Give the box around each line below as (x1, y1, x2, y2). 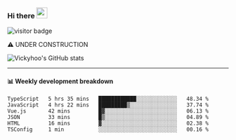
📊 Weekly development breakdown (7, 77, 114, 85)
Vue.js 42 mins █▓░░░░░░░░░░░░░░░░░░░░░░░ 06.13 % (7, 107, 209, 115)
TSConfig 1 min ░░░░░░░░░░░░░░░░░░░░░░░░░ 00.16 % (7, 126, 209, 133)
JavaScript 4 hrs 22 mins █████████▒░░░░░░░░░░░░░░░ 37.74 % (7, 101, 209, 108)
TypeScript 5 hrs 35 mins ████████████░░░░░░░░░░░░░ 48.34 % (7, 95, 209, 102)
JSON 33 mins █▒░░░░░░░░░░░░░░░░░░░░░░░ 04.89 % (7, 113, 209, 120)
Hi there (7, 10, 35, 20)
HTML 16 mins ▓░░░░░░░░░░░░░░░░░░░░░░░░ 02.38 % (7, 120, 209, 127)
